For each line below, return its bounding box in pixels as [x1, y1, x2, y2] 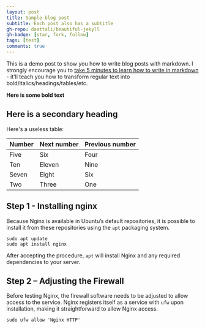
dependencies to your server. [6, 258, 81, 265]
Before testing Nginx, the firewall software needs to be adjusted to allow [6, 292, 188, 300]
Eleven [39, 160, 59, 168]
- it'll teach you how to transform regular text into [6, 73, 130, 80]
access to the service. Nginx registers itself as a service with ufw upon [6, 298, 184, 306]
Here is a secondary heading [6, 109, 118, 119]
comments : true [6, 43, 45, 50]
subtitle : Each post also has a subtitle [6, 20, 114, 26]
